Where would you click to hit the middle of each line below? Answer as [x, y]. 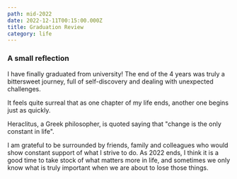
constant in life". [31, 131]
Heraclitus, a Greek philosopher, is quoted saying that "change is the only [114, 124]
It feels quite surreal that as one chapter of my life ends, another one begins [118, 103]
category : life [30, 34]
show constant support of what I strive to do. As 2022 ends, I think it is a [113, 152]
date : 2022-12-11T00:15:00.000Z [55, 21]
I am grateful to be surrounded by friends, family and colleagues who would [118, 145]
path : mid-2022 [30, 14]
